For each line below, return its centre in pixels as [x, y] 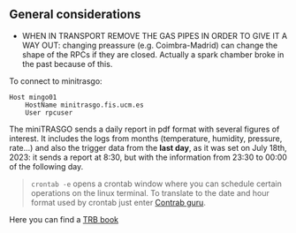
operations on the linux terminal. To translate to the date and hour [150, 192]
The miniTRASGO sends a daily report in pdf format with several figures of [144, 129]
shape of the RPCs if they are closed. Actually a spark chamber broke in [153, 54]
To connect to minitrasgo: [56, 81]
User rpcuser [49, 113]
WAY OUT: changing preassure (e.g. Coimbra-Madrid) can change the [150, 45]
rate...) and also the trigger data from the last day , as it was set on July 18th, [148, 147]
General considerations [75, 15]
